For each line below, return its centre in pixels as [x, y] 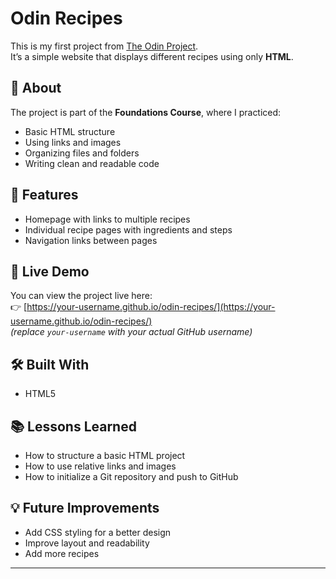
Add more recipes [62, 553]
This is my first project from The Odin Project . [104, 46]
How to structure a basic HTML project [105, 455]
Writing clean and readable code [92, 163]
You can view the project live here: [81, 296]
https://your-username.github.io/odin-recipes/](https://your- [151, 307]
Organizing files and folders [82, 153]
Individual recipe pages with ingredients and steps [128, 229]
